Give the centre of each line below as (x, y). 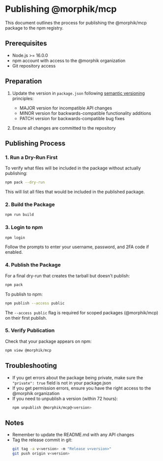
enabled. (14, 252)
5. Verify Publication (30, 330)
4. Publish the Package (33, 265)
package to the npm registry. (34, 28)
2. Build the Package (30, 204)
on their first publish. (26, 318)
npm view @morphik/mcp (28, 350)
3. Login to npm (24, 228)
